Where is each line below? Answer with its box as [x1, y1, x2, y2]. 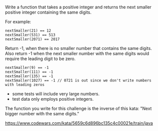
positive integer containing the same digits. [5, 9, 92, 15]
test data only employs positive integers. [12, 96, 94, 102]
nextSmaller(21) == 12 [5, 28, 51, 33]
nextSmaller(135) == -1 [5, 74, 54, 79]
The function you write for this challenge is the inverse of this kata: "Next [5, 106, 152, 111]
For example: [5, 19, 32, 24]
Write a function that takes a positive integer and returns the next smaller [5, 4, 152, 10]
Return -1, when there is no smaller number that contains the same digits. [5, 45, 152, 51]
